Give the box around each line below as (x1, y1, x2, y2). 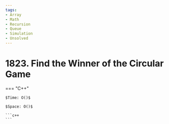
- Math (5, 17, 19, 22)
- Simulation (5, 31, 33, 36)
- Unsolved (5, 36, 29, 41)
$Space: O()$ (5, 104, 33, 109)
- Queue (5, 26, 22, 32)
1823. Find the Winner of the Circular (5, 58, 164, 69)
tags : (5, 7, 17, 13)
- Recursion (5, 21, 31, 27)
